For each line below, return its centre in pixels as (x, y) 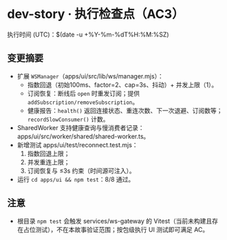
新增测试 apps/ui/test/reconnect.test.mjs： (78, 144)
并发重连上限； (48, 162)
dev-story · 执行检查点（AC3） (96, 14)
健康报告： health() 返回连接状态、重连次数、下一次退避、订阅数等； (125, 110)
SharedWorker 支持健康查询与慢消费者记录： (80, 127)
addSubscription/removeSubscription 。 (83, 102)
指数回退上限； (48, 153)
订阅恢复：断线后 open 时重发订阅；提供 (84, 93)
